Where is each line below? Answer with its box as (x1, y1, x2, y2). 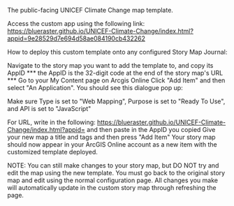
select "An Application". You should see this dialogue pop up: (7, 84, 183, 91)
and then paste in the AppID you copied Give (87, 126, 216, 133)
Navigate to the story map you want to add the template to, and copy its (7, 61, 214, 69)
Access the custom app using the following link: (7, 20, 145, 27)
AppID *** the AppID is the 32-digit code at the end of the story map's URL (7, 69, 224, 77)
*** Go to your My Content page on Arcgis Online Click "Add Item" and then (7, 76, 226, 84)
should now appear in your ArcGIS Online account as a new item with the (7, 140, 218, 149)
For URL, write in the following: (7, 118, 96, 126)
